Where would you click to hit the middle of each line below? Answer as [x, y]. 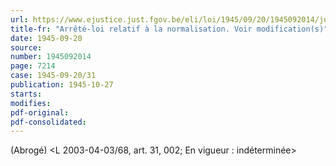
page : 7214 [33, 66]
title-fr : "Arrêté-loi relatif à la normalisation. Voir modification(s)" [169, 29]
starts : [26, 94]
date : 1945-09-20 [46, 38]
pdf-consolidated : [48, 122]
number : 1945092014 [51, 57]
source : [26, 47]
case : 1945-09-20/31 [53, 76]
